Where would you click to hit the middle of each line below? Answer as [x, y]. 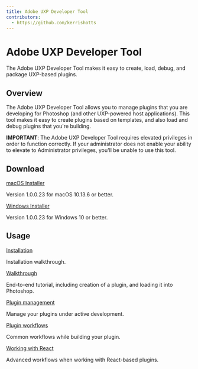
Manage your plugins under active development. [65, 313]
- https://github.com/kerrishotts [54, 22]
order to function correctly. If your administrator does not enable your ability [99, 144]
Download [25, 169]
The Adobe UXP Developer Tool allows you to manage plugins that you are [97, 108]
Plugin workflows [27, 325]
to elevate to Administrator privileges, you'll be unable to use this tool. [91, 150]
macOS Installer [25, 183]
